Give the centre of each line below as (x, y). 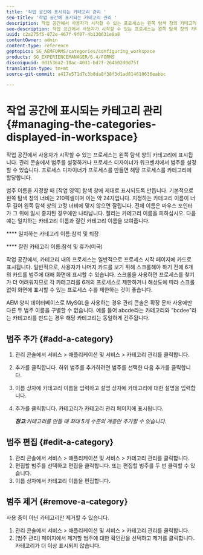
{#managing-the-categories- (81, 124)
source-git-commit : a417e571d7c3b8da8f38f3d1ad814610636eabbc (86, 74)
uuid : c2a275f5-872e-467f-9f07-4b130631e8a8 (63, 35)
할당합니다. (19, 178)
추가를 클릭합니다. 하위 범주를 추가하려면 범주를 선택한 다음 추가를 (92, 367)
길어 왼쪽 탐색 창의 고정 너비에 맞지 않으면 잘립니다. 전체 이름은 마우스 (95, 206)
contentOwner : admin (32, 40)
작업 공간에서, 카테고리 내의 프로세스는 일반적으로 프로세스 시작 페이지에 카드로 (99, 260)
